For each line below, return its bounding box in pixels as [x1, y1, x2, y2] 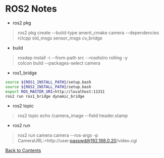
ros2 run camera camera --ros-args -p [17, 132, 98, 138]
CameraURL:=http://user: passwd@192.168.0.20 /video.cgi [17, 138, 137, 144]
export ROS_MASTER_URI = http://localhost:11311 [5, 89, 105, 94]
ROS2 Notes [5, 3, 57, 15]
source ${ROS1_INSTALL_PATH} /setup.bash [5, 80, 92, 85]
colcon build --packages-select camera [17, 60, 101, 66]
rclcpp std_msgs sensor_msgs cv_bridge [17, 35, 102, 41]
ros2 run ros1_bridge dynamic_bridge [5, 94, 85, 99]
